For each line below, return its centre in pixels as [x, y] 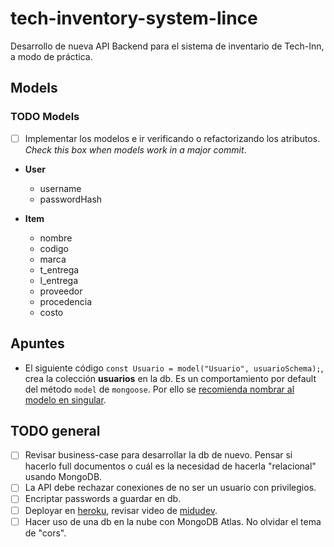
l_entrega [59, 280]
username [60, 188]
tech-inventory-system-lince [134, 18]
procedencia [66, 301]
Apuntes [37, 343]
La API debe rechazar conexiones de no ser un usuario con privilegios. [170, 488]
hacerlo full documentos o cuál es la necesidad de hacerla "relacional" [170, 466]
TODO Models [45, 117]
